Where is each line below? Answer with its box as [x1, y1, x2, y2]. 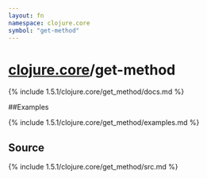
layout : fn [8, 11, 44, 20]
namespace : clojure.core [8, 19, 90, 27]
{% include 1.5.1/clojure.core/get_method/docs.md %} [8, 87, 185, 96]
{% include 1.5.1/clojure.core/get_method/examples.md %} [8, 118, 200, 127]
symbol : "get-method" [8, 26, 80, 34]
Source [8, 141, 45, 154]
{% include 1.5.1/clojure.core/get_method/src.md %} [8, 162, 178, 172]
